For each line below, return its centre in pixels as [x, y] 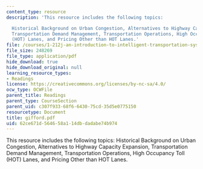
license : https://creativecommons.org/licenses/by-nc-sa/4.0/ [86, 84]
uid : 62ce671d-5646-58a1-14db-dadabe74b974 [62, 123]
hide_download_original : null [44, 67]
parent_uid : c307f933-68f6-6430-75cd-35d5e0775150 [71, 106]
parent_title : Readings [36, 96]
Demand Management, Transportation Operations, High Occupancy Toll [96, 153]
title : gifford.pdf [31, 118]
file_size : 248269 [29, 51]
